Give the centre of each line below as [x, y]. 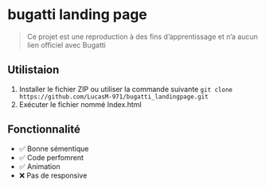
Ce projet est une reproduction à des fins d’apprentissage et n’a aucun [142, 36]
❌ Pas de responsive [53, 175]
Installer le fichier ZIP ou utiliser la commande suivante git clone [125, 89]
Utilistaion [33, 70]
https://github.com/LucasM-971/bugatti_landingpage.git [113, 97]
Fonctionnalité [44, 130]
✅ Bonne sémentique [54, 148]
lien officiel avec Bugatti [66, 44]
